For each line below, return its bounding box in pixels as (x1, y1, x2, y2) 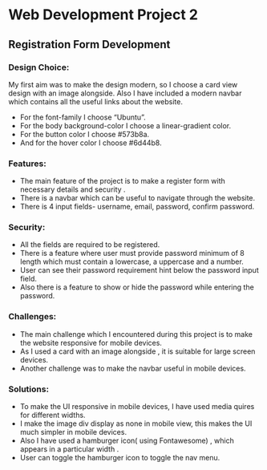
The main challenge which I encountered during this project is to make (19, 329, 253, 338)
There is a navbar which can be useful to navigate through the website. (19, 193, 256, 203)
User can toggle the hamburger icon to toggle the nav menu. (19, 453, 220, 463)
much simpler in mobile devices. (19, 427, 127, 437)
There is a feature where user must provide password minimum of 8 (19, 249, 245, 258)
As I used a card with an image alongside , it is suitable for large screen (19, 346, 256, 356)
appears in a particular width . (19, 444, 119, 454)
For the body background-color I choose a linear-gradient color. (19, 120, 232, 130)
